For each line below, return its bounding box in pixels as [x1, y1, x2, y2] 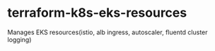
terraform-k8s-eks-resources [7, 5, 187, 21]
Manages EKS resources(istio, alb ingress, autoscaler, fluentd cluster [7, 28, 208, 36]
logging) [7, 35, 32, 43]
